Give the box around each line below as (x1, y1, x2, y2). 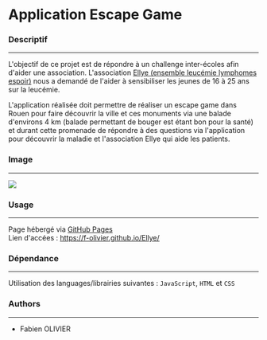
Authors (8, 299, 41, 310)
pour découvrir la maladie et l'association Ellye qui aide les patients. (8, 134, 230, 144)
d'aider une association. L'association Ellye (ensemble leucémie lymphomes (8, 68, 257, 77)
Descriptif (8, 34, 48, 45)
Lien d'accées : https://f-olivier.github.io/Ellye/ (8, 233, 161, 243)
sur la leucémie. (8, 85, 60, 95)
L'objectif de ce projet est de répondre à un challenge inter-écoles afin (8, 60, 239, 69)
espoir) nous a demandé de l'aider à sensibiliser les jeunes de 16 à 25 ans (8, 76, 250, 86)
